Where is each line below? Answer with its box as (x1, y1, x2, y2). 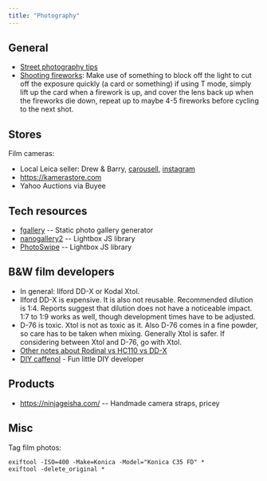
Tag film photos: (8, 443, 62, 452)
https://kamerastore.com (19, 173, 102, 182)
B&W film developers (8, 265, 115, 279)
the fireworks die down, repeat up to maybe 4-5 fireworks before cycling (19, 96, 259, 106)
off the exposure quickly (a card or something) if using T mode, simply (19, 79, 252, 88)
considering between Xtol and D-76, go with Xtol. (19, 337, 182, 346)
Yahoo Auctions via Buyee (19, 181, 106, 191)
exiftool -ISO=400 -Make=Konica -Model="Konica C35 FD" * (8, 458, 205, 466)
